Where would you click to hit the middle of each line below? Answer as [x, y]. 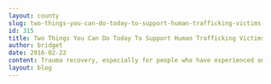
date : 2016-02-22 [38, 53]
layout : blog [30, 68]
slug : [17, 23]
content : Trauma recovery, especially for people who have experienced [131, 61]
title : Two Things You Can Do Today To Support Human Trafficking [122, 38]
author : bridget [35, 46]
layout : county [34, 16]
